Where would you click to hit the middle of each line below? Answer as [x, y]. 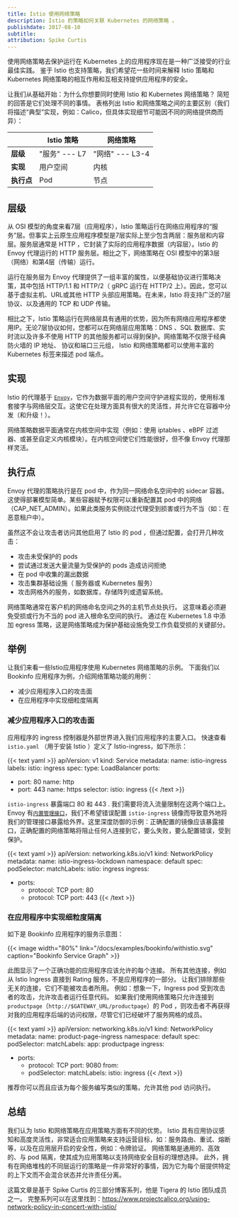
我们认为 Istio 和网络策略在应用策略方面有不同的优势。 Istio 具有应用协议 [113, 1130]
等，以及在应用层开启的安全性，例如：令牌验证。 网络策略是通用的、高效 [114, 1148]
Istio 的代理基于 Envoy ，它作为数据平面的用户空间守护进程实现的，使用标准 [116, 397]
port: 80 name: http [46, 781]
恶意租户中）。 [28, 517]
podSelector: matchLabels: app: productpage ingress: [86, 1043]
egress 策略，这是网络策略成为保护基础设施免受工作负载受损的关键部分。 [122, 625]
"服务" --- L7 [63, 154]
